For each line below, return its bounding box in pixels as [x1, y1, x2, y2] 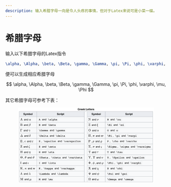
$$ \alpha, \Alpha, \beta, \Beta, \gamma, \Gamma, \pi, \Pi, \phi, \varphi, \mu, [6, 81, 166, 87]
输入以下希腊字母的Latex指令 [5, 50, 67, 56]
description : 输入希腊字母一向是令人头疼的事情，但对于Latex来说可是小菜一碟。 [5, 8, 157, 13]
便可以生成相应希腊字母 [5, 71, 55, 77]
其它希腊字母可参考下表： [5, 97, 59, 103]
